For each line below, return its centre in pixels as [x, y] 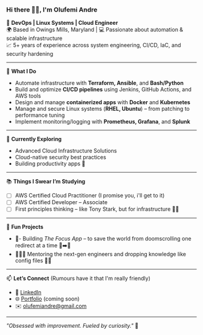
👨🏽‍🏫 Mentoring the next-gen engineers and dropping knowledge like [100, 254]
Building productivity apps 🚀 [50, 164]
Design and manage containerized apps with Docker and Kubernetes [102, 102]
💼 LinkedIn [28, 293]
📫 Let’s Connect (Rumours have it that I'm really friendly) [79, 279]
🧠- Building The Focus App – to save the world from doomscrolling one [103, 239]
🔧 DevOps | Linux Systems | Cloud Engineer [62, 23]
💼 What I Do [21, 71]
